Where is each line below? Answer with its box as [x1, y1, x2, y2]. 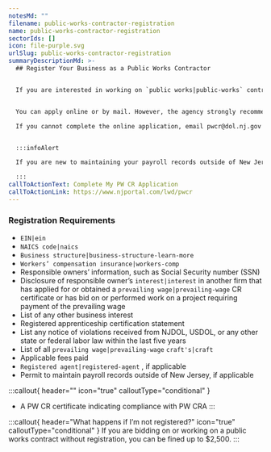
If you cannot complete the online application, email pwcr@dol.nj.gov [15, 122, 262, 130]
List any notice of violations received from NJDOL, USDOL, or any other [19, 328, 259, 337]
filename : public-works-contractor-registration [8, 19, 175, 27]
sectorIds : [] [8, 34, 56, 43]
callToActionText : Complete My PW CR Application [8, 181, 179, 189]
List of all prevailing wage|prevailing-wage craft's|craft [19, 345, 214, 354]
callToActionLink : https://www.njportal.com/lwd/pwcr [8, 188, 194, 196]
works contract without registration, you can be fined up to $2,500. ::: [8, 434, 240, 444]
